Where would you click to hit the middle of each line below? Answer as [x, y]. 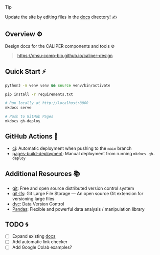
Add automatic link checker [40, 242]
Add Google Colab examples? [42, 247]
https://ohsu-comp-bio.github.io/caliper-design [65, 56]
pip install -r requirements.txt [39, 94]
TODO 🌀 [17, 224]
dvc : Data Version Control [38, 204]
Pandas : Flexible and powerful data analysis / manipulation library [78, 209]
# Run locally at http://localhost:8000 [47, 103]
